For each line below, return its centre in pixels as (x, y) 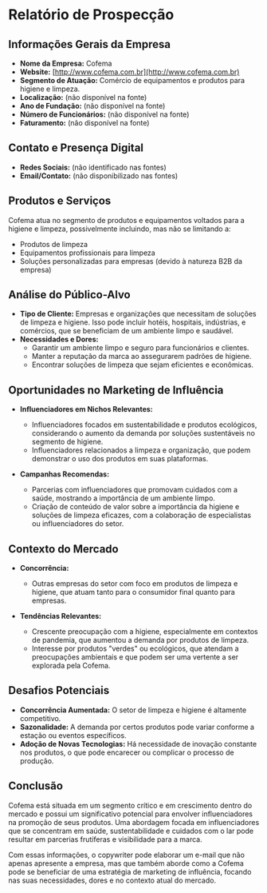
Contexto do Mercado (63, 549)
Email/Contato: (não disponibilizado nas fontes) (99, 175)
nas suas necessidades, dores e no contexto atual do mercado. (112, 880)
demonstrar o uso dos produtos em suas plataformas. (120, 459)
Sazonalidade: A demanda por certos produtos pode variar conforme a (137, 727)
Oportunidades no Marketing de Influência (116, 390)
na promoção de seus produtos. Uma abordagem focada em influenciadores (134, 822)
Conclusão (36, 786)
